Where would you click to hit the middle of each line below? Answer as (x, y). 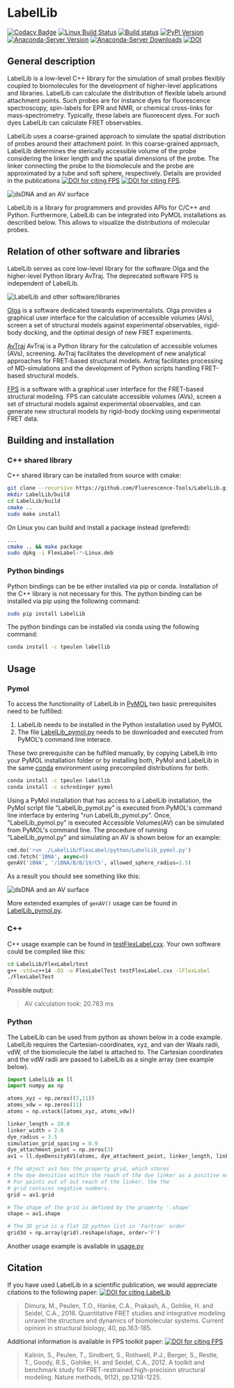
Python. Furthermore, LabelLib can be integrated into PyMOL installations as (117, 215)
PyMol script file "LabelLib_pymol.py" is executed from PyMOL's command (115, 808)
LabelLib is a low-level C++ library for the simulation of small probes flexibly (116, 78)
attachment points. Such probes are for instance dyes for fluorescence (109, 100)
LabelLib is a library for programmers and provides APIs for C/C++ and (109, 208)
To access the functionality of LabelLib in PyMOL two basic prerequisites (112, 703)
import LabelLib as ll (40, 1079)
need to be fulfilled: (35, 711)
